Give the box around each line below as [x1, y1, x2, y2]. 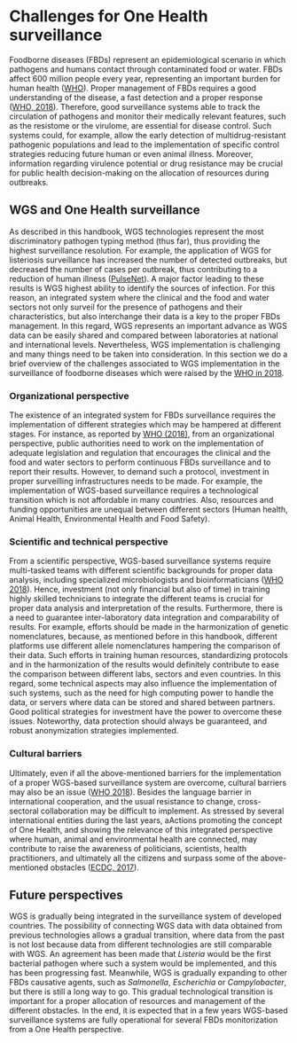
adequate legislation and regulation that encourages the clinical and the [9, 448, 271, 459]
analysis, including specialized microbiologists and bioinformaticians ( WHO [9, 575, 284, 585]
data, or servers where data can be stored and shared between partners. [9, 697, 276, 708]
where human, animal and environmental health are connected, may [9, 834, 258, 844]
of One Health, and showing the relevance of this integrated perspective [9, 824, 273, 835]
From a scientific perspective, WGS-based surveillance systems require [9, 556, 271, 567]
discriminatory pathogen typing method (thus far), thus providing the [9, 235, 261, 246]
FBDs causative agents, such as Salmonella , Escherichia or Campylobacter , [9, 977, 287, 988]
